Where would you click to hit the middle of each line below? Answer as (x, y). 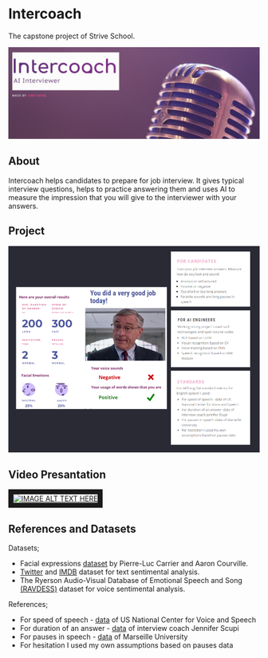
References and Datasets (73, 528)
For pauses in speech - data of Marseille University (104, 637)
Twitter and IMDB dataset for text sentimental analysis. (110, 572)
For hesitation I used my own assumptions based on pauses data (126, 645)
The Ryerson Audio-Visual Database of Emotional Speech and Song (131, 581)
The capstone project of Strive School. (72, 36)
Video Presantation (57, 474)
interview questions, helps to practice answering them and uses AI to (122, 189)
